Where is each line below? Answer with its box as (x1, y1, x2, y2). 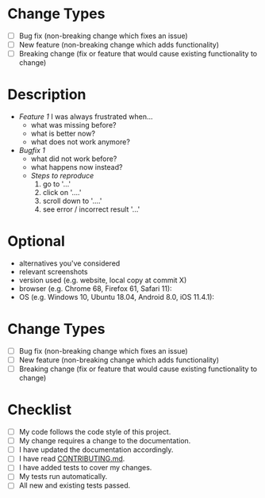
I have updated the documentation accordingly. (18, 445, 174, 454)
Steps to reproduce (30, 171, 94, 181)
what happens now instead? (30, 163, 123, 172)
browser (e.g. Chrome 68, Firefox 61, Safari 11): (18, 284, 172, 293)
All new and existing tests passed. (18, 481, 131, 490)
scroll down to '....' (42, 196, 102, 206)
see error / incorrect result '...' (42, 205, 140, 214)
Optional (7, 232, 65, 251)
